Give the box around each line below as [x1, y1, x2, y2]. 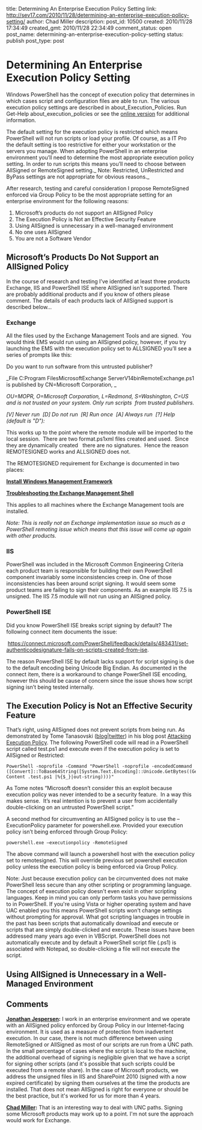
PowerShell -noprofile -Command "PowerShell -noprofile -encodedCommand [6, 764, 192, 770]
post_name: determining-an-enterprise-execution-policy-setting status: [6, 31, 184, 38]
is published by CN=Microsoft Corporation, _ [6, 381, 117, 388]
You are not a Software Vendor [14, 234, 91, 242]
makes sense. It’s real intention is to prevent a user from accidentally [6, 797, 178, 805]
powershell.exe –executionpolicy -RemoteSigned [6, 840, 128, 846]
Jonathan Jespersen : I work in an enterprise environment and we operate [6, 1015, 191, 1022]
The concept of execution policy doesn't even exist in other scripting [6, 888, 177, 895]
